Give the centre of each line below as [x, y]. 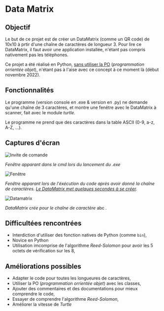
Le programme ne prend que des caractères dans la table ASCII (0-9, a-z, [80, 122]
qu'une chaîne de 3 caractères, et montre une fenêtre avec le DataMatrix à [81, 107]
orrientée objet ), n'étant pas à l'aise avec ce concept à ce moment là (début [82, 69]
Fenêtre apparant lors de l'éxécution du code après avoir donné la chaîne [80, 183]
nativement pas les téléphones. [37, 55]
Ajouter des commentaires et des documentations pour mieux [75, 289]
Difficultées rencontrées [43, 224]
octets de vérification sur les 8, [44, 251]
